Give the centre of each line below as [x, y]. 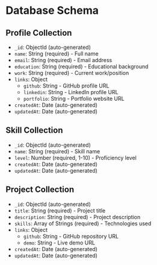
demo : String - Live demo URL [59, 243]
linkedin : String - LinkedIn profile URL [71, 92]
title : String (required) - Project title [60, 210]
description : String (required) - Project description [77, 217]
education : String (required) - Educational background [81, 66]
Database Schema [52, 11]
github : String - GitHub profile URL [66, 86]
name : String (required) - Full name [56, 54]
